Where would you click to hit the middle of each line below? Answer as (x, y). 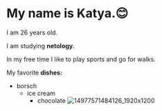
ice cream (41, 93)
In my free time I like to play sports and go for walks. (81, 59)
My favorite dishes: (35, 72)
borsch (27, 85)
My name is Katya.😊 (67, 13)
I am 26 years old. (32, 32)
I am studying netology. (41, 46)
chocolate (52, 100)
